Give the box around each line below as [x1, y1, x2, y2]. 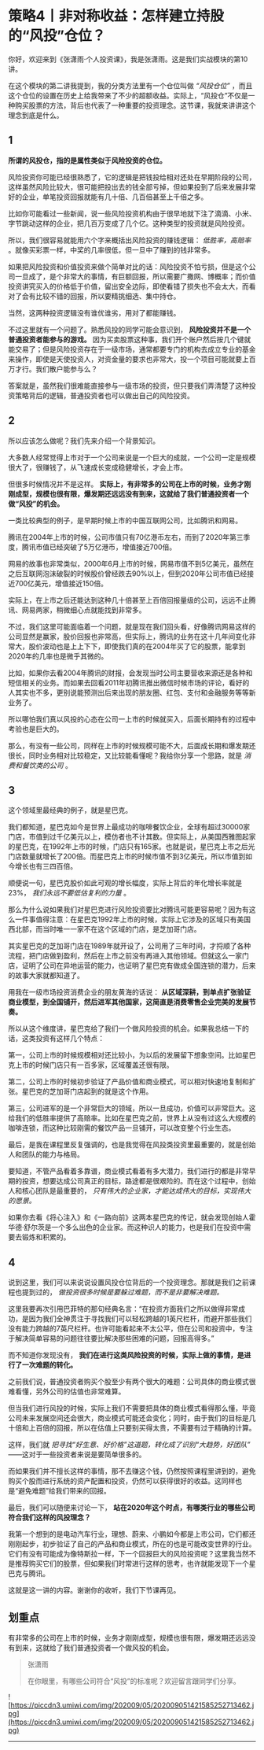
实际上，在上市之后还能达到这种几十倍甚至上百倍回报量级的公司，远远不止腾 [8, 595, 256, 604]
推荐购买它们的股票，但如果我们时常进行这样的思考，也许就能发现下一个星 [14, 1559, 256, 1568]
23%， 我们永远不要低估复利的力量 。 [8, 888, 131, 898]
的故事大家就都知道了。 [8, 971, 84, 980]
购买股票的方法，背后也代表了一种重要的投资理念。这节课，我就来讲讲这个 [14, 100, 256, 110]
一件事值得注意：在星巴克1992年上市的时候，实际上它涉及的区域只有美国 [14, 914, 251, 925]
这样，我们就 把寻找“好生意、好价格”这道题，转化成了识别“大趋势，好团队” [8, 1440, 251, 1449]
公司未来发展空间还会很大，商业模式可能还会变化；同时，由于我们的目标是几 [8, 1413, 256, 1423]
